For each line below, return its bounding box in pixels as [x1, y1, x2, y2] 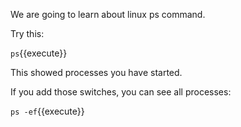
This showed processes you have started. [10, 67, 183, 78]
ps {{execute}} [10, 47, 68, 59]
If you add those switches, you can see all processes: [10, 86, 232, 98]
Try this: [10, 28, 45, 39]
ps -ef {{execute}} [10, 105, 85, 117]
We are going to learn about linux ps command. [10, 9, 206, 20]
